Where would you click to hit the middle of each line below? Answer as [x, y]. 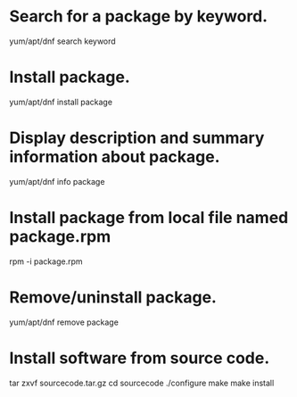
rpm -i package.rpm [46, 261]
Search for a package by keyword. [139, 17]
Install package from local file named [149, 218]
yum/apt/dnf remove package [64, 322]
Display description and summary [137, 138]
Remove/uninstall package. [113, 297]
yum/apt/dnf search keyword [62, 41]
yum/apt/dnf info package [57, 181]
